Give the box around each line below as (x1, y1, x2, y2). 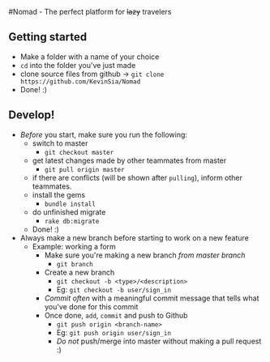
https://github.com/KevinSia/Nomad (19, 77, 141, 86)
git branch (56, 260, 93, 268)
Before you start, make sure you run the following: (19, 130, 188, 139)
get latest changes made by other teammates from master (32, 155, 227, 165)
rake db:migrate (44, 217, 100, 225)
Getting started (8, 30, 88, 44)
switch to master (32, 138, 88, 148)
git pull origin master (44, 165, 125, 173)
